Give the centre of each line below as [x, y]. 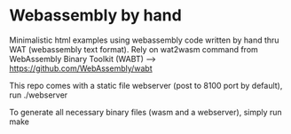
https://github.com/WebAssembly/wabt [81, 68]
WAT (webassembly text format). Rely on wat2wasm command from [134, 49]
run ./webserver [39, 95]
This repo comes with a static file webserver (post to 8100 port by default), [146, 85]
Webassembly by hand [95, 16]
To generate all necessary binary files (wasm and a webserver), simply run [145, 112]
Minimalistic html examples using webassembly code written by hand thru [144, 40]
